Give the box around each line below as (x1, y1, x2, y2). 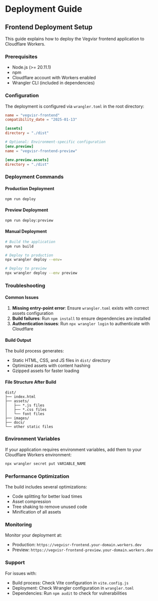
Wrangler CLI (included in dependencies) (12, 80, 95, 86)
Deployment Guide (5, 3, 82, 15)
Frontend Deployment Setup (5, 23, 93, 31)
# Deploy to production (5, 253, 54, 258)
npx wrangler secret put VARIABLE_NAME (5, 461, 86, 466)
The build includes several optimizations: (5, 484, 87, 490)
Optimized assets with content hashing (12, 363, 91, 369)
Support (5, 559, 25, 566)
